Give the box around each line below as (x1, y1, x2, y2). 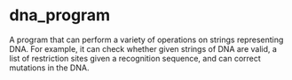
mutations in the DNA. (9, 62, 90, 73)
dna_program (9, 5, 111, 25)
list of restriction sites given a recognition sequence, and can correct (9, 53, 262, 63)
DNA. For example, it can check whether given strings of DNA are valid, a (9, 43, 278, 54)
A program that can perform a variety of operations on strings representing (9, 34, 284, 45)
